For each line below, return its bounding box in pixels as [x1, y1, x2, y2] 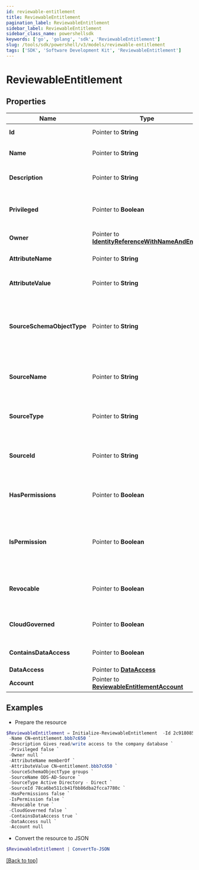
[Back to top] [6, 857, 38, 864]
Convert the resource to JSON [14, 835, 89, 842]
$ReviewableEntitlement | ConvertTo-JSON [6, 846, 110, 852]
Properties [6, 96, 46, 107]
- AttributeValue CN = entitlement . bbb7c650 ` [8, 763, 118, 769]
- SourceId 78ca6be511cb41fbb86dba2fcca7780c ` [8, 786, 126, 792]
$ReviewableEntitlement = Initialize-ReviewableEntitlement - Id [6, 730, 171, 736]
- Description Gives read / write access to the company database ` [8, 741, 174, 747]
